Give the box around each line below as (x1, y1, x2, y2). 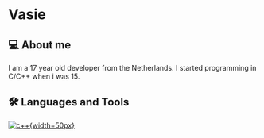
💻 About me (8, 38, 72, 52)
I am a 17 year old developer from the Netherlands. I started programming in (8, 63, 257, 72)
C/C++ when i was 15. (8, 71, 80, 81)
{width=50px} (29, 121, 76, 130)
